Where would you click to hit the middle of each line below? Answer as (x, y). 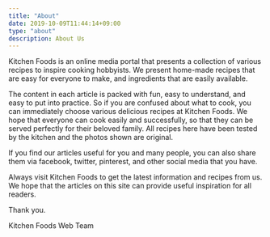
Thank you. (27, 210)
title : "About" (34, 16)
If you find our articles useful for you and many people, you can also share (132, 153)
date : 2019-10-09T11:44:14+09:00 (65, 23)
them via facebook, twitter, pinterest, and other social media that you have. (133, 162)
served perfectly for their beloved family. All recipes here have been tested (133, 129)
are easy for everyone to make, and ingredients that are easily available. (128, 78)
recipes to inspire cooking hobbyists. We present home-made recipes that (132, 70)
